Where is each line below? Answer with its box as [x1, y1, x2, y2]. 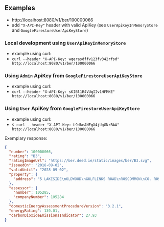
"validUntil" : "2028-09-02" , [9, 167, 69, 173]
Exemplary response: [4, 135, 47, 141]
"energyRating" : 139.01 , [9, 208, 60, 213]
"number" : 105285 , [13, 190, 51, 195]
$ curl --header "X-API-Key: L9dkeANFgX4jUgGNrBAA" [11, 122, 119, 127]
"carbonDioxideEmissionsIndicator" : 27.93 [9, 213, 97, 218]
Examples [4, 4, 35, 12]
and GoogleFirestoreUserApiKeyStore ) [11, 27, 89, 33]
